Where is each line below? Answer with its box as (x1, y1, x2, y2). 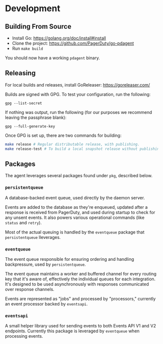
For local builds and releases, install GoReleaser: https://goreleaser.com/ (5, 82, 150, 88)
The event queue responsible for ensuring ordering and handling (5, 256, 134, 262)
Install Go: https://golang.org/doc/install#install (12, 35, 106, 41)
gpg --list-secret (5, 101, 42, 106)
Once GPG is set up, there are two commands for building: (5, 132, 122, 138)
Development (5, 3, 61, 14)
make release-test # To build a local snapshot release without (5, 146, 138, 151)
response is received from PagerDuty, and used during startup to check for (5, 209, 155, 215)
